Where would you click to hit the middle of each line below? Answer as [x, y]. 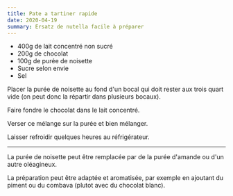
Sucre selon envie [43, 68]
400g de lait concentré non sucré [65, 47]
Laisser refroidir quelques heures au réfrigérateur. [79, 137]
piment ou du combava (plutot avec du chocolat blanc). [86, 186]
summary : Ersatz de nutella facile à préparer [76, 26]
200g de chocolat [43, 54]
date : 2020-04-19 [32, 20]
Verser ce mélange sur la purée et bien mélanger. [78, 124]
